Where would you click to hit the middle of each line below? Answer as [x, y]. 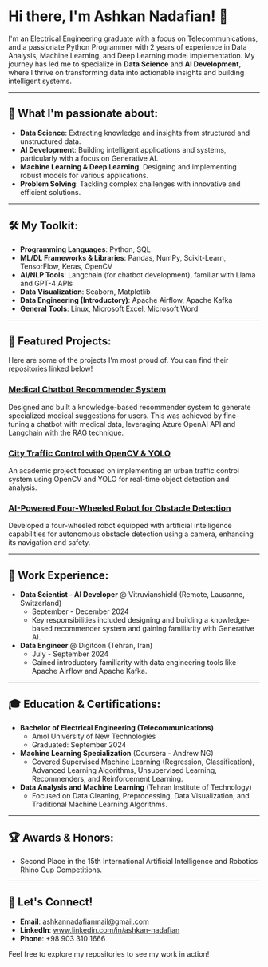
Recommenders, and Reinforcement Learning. [107, 778]
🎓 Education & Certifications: [85, 704]
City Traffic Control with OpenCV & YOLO [90, 453]
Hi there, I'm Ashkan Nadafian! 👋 [118, 16]
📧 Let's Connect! [51, 902]
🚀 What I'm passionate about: [83, 114]
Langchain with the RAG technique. [66, 432]
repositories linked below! [51, 369]
